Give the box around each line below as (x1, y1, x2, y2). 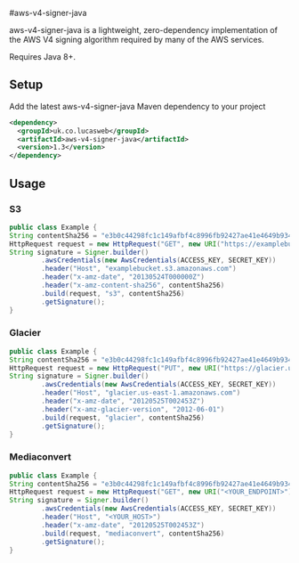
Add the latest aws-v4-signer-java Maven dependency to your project (9, 101, 266, 111)
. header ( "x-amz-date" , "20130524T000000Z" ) (41, 273, 205, 281)
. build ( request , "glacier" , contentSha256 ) (41, 413, 205, 422)
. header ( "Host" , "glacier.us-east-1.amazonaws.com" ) (41, 388, 241, 397)
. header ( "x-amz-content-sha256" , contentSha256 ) (41, 281, 225, 290)
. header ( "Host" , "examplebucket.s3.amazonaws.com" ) (41, 265, 238, 273)
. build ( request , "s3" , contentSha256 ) (41, 289, 185, 298)
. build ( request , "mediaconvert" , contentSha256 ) (41, 529, 225, 538)
